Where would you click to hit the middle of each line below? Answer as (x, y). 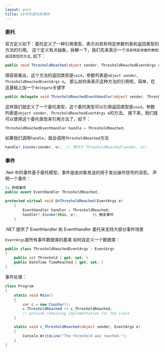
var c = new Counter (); (47, 304)
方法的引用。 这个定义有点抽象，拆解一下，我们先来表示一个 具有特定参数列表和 (82, 50)
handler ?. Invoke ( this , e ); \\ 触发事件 (68, 215)
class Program (20, 286)
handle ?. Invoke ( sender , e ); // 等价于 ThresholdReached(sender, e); (76, 147)
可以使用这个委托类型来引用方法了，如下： (48, 119)
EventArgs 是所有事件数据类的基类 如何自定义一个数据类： (63, 240)
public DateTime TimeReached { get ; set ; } (59, 263)
